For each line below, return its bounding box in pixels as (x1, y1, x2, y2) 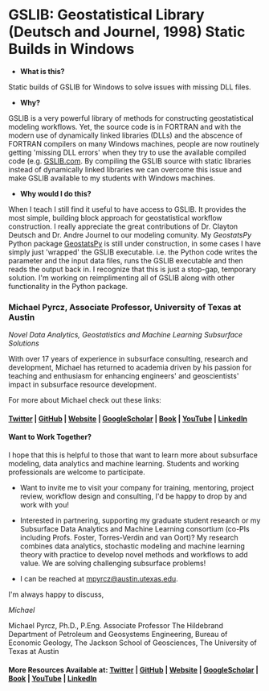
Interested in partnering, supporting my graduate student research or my (19, 515, 261, 525)
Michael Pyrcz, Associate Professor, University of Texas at (8, 301, 242, 312)
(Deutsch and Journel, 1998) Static (8, 23, 246, 41)
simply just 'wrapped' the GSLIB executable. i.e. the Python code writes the (8, 247, 258, 257)
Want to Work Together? (8, 432, 92, 442)
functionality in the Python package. (8, 281, 128, 291)
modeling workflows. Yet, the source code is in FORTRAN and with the (8, 122, 242, 131)
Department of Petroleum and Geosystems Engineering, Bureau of (8, 630, 228, 639)
